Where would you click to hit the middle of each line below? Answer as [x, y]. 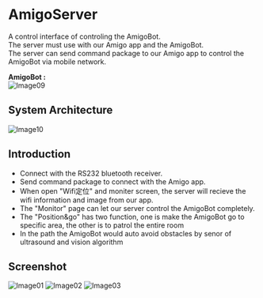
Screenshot [38, 266]
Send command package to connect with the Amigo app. [112, 181]
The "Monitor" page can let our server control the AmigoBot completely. [137, 208]
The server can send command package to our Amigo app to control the [126, 53]
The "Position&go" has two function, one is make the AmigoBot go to [132, 217]
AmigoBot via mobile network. [57, 62]
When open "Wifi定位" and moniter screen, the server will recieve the [133, 190]
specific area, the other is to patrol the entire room [102, 225]
